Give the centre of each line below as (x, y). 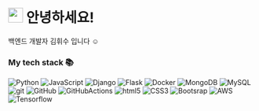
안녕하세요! (60, 18)
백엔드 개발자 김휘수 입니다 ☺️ (54, 41)
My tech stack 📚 (41, 62)
